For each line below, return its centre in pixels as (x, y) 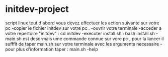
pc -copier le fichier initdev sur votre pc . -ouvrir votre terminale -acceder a (83, 28)
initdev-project (37, 9)
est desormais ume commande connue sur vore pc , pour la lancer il (93, 39)
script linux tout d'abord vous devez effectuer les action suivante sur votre (82, 23)
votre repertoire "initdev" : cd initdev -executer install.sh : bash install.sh (80, 33)
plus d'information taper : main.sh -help (57, 49)
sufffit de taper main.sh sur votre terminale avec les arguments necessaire (82, 44)
